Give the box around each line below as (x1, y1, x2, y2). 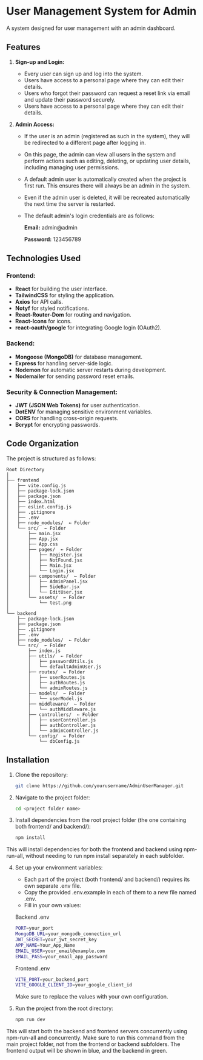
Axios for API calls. (15, 298, 64, 306)
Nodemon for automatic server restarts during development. (15, 366, 167, 373)
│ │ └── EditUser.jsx (6, 589, 83, 595)
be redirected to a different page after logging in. (24, 139, 147, 146)
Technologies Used (6, 253, 81, 264)
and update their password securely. (24, 96, 116, 103)
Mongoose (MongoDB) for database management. (15, 353, 142, 360)
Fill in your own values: (24, 902, 82, 909)
